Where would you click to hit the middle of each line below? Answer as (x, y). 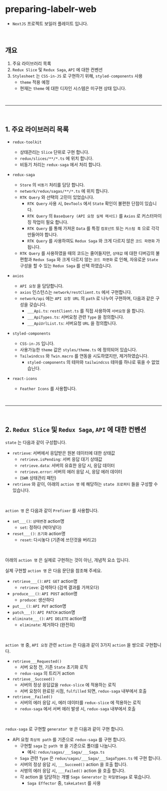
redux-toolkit (27, 142)
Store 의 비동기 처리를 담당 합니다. (52, 185)
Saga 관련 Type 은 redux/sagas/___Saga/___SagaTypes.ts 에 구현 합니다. (90, 758)
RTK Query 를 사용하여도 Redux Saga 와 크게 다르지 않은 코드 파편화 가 (93, 240)
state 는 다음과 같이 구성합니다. (36, 443)
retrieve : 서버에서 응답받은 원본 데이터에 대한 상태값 (64, 453)
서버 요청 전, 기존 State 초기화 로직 (54, 667)
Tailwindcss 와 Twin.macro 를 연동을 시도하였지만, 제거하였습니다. (84, 356)
